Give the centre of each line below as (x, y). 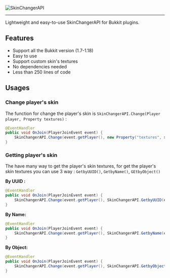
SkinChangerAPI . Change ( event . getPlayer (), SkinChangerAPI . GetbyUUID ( (89, 200)
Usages (17, 88)
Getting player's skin (31, 155)
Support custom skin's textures (45, 61)
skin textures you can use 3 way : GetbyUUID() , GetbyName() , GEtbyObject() (83, 172)
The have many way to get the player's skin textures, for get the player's (81, 166)
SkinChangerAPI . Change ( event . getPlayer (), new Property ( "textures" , (88, 137)
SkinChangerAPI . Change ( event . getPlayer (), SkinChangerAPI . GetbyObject (90, 266)
